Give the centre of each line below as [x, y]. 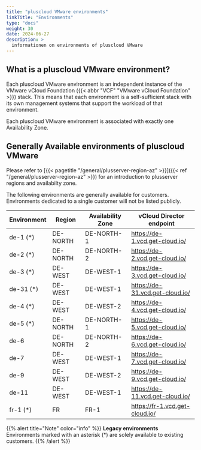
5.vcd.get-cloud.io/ [159, 327]
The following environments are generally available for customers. [88, 194]
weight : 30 [20, 28]
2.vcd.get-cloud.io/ [159, 258]
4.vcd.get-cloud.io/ [159, 310]
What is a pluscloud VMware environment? [88, 70]
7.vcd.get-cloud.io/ [159, 362]
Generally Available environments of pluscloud [95, 147]
